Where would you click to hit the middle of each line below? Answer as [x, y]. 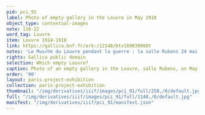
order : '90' [21, 74]
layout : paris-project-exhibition [50, 80]
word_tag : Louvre [28, 35]
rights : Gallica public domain [46, 57]
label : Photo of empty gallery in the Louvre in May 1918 [81, 18]
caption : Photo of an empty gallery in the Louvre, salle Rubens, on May [102, 68]
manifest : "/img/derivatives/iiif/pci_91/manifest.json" [80, 102]
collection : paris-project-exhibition [56, 86]
